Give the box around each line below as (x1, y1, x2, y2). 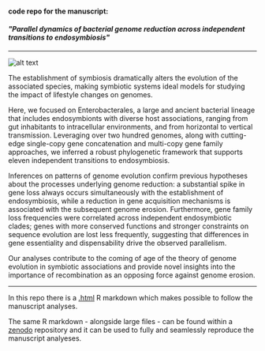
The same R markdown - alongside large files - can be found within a (8, 316, 233, 326)
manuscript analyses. (8, 301, 78, 311)
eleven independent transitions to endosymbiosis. (8, 155, 170, 165)
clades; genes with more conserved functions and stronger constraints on (8, 221, 249, 231)
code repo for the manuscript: (8, 6, 109, 16)
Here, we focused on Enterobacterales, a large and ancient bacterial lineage (8, 105, 256, 115)
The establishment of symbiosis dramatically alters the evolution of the (8, 73, 238, 82)
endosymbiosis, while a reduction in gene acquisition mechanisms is (8, 196, 231, 206)
